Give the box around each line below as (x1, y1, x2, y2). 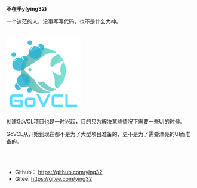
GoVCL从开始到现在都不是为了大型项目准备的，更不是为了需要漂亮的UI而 (6, 131, 186, 137)
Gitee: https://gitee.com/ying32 (14, 175, 93, 182)
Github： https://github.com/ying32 (14, 169, 103, 175)
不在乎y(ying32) (6, 5, 47, 12)
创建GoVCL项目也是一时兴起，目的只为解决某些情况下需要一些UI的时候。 (6, 118, 186, 125)
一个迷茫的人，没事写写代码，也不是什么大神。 (6, 18, 121, 25)
